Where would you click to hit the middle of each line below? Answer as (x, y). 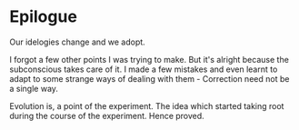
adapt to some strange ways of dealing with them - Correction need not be (149, 78)
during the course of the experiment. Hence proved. (107, 115)
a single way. (34, 88)
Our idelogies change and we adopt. (77, 42)
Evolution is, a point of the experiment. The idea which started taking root (147, 105)
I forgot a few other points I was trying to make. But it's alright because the (149, 59)
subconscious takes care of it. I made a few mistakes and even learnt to (144, 69)
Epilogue (43, 17)
